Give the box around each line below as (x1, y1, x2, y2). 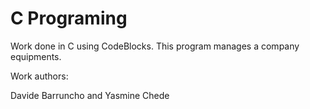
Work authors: (10, 70, 69, 82)
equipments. (10, 50, 62, 62)
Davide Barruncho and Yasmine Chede (10, 89, 170, 101)
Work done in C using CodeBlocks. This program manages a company (10, 40, 300, 52)
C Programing (10, 7, 128, 30)
